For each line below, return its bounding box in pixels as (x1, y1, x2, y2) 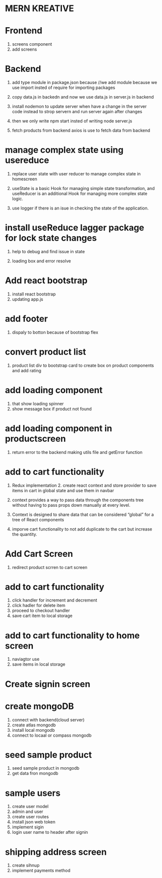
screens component (12, 41, 52, 47)
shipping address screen (5, 846, 107, 858)
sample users (5, 788, 60, 798)
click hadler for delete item (12, 603, 66, 608)
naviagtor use (12, 656, 40, 662)
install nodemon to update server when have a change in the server (12, 103, 147, 109)
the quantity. (12, 531, 37, 537)
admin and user (12, 809, 44, 814)
